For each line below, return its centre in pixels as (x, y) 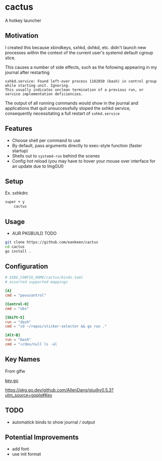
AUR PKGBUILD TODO (34, 233)
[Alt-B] (13, 335)
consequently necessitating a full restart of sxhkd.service (62, 113)
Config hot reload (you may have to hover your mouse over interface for (84, 161)
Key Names (22, 359)
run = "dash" (18, 322)
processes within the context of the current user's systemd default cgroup (79, 52)
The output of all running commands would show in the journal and (72, 103)
